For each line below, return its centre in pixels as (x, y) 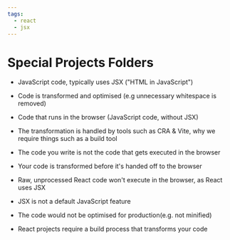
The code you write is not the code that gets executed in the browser (119, 152)
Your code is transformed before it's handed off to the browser (110, 166)
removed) (32, 103)
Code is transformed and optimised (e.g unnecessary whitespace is (117, 96)
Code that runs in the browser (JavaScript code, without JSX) (108, 118)
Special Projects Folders (81, 62)
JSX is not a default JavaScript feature (74, 202)
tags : (15, 14)
